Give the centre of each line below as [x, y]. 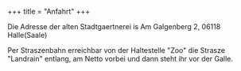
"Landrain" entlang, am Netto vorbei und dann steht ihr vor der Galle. [120, 59]
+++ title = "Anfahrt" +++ [49, 11]
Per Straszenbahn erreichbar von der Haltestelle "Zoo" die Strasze [117, 50]
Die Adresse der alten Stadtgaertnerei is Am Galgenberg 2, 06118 [114, 26]
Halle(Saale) [27, 35]
